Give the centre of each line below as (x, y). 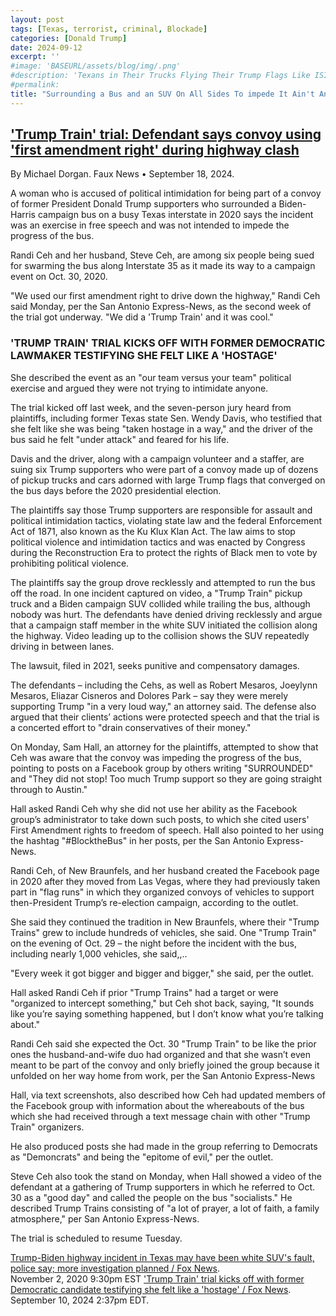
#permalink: (35, 85)
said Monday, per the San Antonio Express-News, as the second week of (161, 307)
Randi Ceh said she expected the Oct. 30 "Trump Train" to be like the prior (163, 1043)
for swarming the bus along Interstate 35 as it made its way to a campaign (163, 266)
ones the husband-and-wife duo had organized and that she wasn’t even (160, 1054)
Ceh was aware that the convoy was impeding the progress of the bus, (156, 757)
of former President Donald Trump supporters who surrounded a (143, 204)
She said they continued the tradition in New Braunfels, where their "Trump (165, 922)
